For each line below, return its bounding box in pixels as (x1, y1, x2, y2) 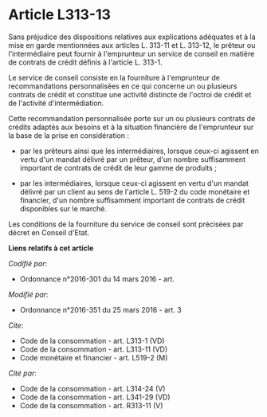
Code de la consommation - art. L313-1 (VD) (19, 336, 165, 345)
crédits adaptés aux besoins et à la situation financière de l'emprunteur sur (8, 122, 254, 132)
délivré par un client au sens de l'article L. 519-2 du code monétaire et (19, 187, 250, 196)
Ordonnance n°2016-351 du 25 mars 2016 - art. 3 (19, 305, 182, 314)
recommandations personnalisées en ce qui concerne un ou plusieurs (8, 81, 238, 91)
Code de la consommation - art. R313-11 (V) (19, 400, 163, 410)
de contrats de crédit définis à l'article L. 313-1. (8, 57, 163, 67)
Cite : (8, 321, 24, 330)
